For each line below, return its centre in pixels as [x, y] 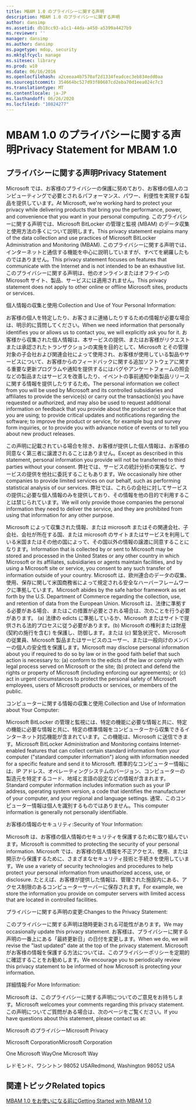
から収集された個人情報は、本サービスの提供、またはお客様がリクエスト [103, 339]
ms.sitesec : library [31, 60]
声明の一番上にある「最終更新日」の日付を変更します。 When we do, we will [97, 939]
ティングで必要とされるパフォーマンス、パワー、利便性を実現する [105, 195]
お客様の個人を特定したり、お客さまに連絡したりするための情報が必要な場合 [98, 318]
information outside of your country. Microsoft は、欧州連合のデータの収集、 [98, 575]
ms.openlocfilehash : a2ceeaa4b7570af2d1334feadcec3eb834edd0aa [85, 77]
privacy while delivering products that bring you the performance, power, [94, 209]
